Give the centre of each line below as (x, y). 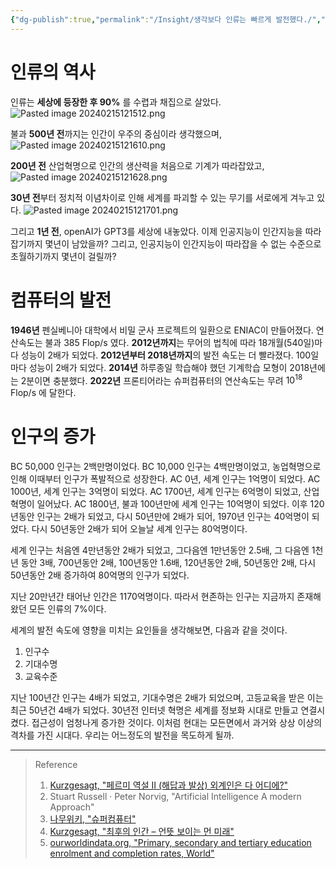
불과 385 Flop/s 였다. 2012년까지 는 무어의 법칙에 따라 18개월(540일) (179, 342)
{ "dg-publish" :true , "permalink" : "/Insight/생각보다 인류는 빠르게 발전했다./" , (166, 19)
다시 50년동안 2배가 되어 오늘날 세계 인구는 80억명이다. (139, 529)
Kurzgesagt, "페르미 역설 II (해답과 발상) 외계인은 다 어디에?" (169, 785)
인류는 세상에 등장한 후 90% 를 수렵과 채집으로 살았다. (116, 102)
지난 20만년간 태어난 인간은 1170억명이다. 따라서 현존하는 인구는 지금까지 (152, 597)
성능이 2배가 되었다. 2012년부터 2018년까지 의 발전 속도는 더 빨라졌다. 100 (166, 355)
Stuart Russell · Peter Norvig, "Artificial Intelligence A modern (175, 797)
